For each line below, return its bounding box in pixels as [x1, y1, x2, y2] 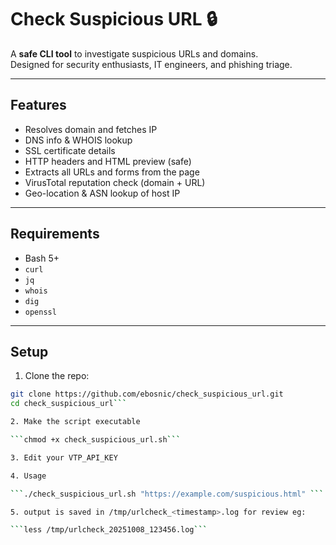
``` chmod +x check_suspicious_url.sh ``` [10, 435, 182, 445]
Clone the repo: [24, 370, 90, 382]
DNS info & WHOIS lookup [24, 134, 133, 146]
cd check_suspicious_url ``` [10, 399, 128, 409]
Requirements [10, 226, 100, 243]
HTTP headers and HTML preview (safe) [24, 155, 192, 167]
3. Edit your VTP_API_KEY [10, 452, 118, 463]
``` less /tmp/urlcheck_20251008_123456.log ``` [10, 525, 208, 535]
